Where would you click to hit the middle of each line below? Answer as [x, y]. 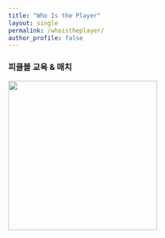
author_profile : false [46, 38]
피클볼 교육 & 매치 [40, 67]
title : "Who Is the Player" [55, 16]
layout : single [33, 23]
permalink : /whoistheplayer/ [56, 30]
